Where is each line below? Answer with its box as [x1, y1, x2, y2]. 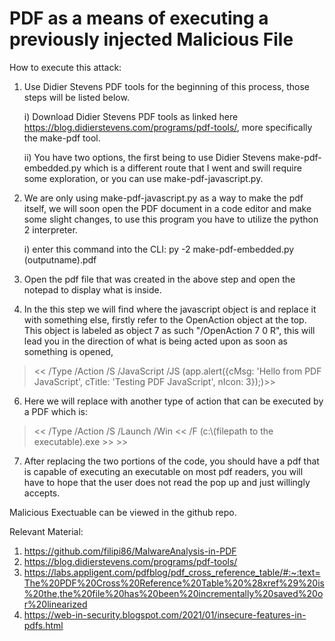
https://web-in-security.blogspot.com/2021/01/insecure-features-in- [23, 608, 307, 621]
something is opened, [23, 345, 114, 357]
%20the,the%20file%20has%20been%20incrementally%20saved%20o [23, 587, 324, 599]
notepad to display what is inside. [23, 283, 162, 296]
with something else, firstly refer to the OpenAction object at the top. [23, 313, 307, 326]
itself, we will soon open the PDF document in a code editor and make [23, 202, 312, 214]
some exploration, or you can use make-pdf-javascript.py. [23, 172, 264, 184]
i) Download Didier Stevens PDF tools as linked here [23, 110, 239, 122]
